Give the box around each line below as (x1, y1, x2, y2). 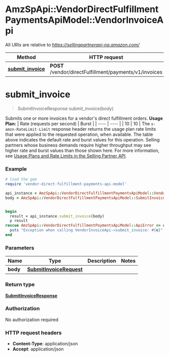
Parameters (5, 244, 34, 251)
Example (5, 165, 27, 172)
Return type (5, 281, 35, 288)
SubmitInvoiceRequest (27, 266, 83, 273)
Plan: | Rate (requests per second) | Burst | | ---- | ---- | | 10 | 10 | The (5, 120, 150, 127)
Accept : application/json (12, 346, 64, 352)
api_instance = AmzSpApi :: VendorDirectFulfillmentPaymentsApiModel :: (5, 190, 154, 195)
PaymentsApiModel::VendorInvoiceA (5, 14, 164, 26)
